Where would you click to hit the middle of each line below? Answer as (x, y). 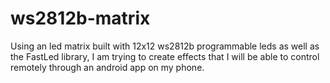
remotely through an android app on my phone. (107, 67)
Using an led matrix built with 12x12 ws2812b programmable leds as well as (165, 46)
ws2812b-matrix (80, 18)
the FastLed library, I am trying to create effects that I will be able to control (165, 56)
